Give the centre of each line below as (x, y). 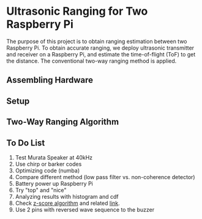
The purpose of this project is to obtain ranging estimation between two (97, 41)
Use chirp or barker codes (48, 164)
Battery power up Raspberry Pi (54, 183)
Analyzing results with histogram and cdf (67, 196)
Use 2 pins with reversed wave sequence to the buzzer (85, 209)
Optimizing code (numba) (47, 171)
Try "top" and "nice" (41, 190)
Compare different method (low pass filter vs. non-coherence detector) (105, 177)
